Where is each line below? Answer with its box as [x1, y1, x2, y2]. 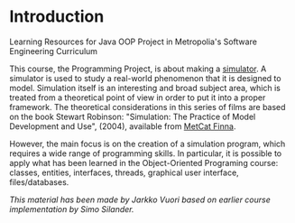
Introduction [9, 6, 105, 27]
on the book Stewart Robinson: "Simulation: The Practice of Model [9, 111, 256, 122]
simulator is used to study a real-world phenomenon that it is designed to [9, 72, 281, 83]
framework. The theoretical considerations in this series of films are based [9, 101, 286, 112]
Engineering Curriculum [9, 45, 97, 56]
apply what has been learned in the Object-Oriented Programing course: [9, 157, 279, 168]
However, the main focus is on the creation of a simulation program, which [9, 138, 286, 149]
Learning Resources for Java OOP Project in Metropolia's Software [9, 36, 257, 47]
